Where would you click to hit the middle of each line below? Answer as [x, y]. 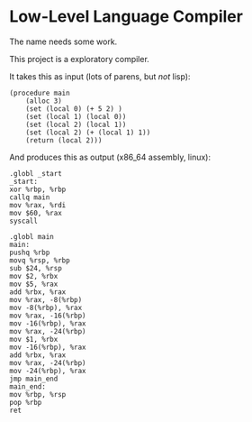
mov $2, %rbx [34, 276]
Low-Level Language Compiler [126, 17]
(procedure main [40, 93]
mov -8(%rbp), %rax [46, 307]
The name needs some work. [63, 41]
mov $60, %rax [36, 213]
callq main [30, 197]
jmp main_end [34, 379]
